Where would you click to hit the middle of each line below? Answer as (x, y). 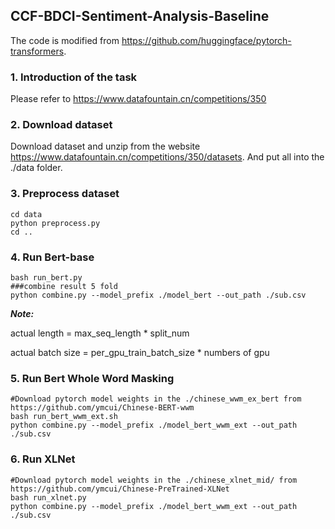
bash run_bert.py (46, 278)
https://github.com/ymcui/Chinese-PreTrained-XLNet (120, 489)
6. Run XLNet (43, 459)
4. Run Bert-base (52, 257)
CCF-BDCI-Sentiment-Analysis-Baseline (140, 16)
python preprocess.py (55, 223)
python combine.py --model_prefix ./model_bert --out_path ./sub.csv (158, 295)
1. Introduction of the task (74, 77)
